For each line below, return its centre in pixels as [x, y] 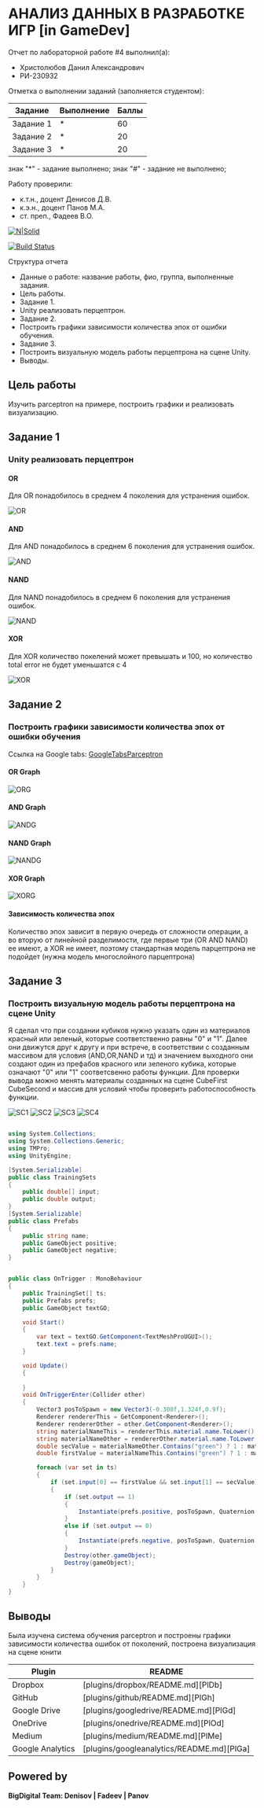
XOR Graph [27, 878]
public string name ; [56, 1235]
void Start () [44, 1322]
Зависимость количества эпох [62, 914]
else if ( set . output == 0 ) [108, 1526]
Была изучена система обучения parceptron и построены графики [120, 1635]
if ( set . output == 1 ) [99, 1497]
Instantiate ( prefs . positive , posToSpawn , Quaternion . [168, 1512]
